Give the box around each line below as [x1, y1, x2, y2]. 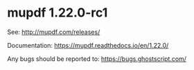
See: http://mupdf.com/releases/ [7, 28, 100, 36]
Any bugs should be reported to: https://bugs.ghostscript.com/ [7, 54, 187, 63]
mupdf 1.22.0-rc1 [7, 5, 108, 21]
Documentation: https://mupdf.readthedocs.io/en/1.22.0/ [7, 41, 169, 49]
